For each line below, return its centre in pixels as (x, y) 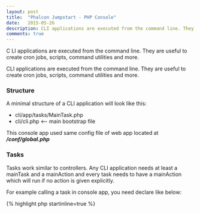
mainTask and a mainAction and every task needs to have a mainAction (94, 174)
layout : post (22, 12)
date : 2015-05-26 (31, 23)
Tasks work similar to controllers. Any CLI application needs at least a (92, 168)
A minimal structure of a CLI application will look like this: (76, 104)
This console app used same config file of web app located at (82, 133)
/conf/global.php (28, 139)
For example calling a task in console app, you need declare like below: (94, 192)
